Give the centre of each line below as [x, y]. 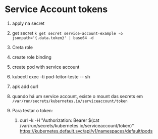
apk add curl [25, 86]
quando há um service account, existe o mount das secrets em [77, 96]
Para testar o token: [33, 110]
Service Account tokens [56, 9]
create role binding [32, 57]
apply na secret [28, 23]
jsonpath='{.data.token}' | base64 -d [53, 38]
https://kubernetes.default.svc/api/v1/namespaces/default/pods [86, 131]
